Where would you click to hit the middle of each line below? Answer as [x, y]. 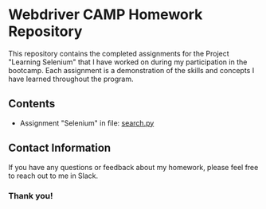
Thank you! [31, 196]
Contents [32, 104]
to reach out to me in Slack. [53, 176]
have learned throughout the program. [71, 79]
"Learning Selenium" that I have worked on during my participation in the [128, 62]
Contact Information [60, 148]
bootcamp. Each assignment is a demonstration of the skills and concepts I [131, 70]
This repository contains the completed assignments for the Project [119, 53]
